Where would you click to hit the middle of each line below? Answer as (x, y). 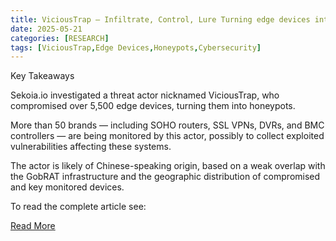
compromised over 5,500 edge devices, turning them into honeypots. (153, 106)
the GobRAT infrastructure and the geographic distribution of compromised (165, 177)
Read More (33, 226)
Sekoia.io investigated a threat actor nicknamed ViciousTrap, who (145, 95)
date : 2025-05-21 (46, 29)
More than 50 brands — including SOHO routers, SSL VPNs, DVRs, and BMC (167, 125)
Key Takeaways (42, 76)
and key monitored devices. (67, 187)
